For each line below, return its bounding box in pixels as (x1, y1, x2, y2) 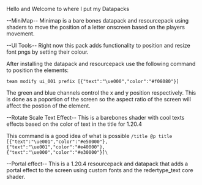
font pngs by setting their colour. (6, 48, 89, 56)
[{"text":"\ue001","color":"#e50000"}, (6, 139, 108, 145)
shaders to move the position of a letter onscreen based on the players (6, 24, 185, 31)
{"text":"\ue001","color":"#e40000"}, (6, 144, 105, 150)
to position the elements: (6, 67, 69, 74)
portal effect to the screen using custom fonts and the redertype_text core (6, 167, 194, 173)
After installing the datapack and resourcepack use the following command (6, 60, 196, 67)
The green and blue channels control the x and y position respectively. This (6, 89, 196, 96)
